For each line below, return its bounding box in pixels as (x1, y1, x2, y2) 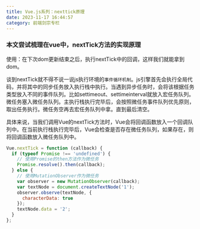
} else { (11, 167, 33, 173)
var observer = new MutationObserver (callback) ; (17, 178, 140, 184)
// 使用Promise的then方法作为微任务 (17, 156, 99, 162)
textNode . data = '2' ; (17, 206, 70, 212)
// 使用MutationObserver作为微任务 (17, 173, 99, 179)
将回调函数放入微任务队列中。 (6, 133, 79, 141)
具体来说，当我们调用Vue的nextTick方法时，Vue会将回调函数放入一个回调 (6, 118, 188, 126)
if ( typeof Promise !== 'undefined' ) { (11, 151, 111, 157)
